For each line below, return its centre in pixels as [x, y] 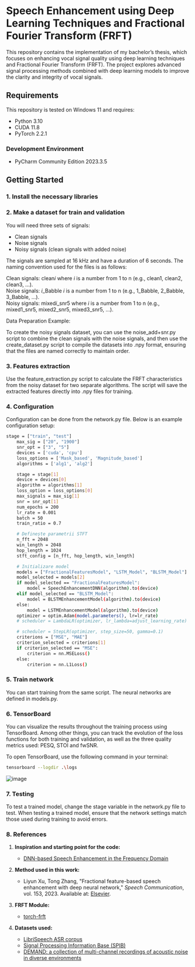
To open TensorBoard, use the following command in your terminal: [87, 757]
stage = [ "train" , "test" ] [39, 437]
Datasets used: [33, 928]
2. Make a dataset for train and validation [65, 213]
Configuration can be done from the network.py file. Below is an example [94, 419]
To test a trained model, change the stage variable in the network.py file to [96, 807]
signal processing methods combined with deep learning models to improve [97, 70]
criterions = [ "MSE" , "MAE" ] [52, 637]
